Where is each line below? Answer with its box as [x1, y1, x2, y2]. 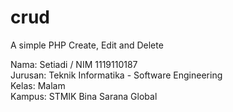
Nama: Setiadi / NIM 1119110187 [10, 58, 138, 70]
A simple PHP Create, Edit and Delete [10, 39, 164, 51]
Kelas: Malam [10, 79, 66, 91]
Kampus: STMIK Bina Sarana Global [10, 90, 158, 102]
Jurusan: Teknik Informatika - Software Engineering [10, 69, 223, 81]
